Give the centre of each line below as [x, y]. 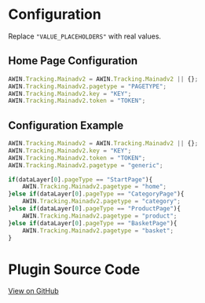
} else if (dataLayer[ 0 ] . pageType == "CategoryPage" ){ [96, 194]
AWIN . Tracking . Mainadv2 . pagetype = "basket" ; [98, 230]
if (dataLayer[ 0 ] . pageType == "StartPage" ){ [81, 179]
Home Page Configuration [73, 61]
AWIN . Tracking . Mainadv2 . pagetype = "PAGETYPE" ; [88, 86]
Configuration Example [66, 125]
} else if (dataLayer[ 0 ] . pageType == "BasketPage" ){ [93, 223]
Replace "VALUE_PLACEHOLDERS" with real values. [85, 36]
